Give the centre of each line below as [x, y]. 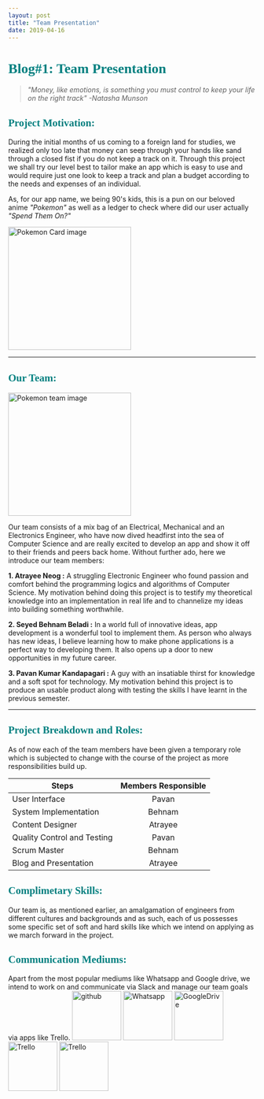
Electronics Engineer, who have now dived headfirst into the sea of [116, 535]
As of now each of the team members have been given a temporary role [125, 749]
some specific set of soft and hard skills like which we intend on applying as [131, 926]
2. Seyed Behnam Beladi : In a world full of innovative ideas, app [113, 624]
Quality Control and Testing [62, 837]
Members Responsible [163, 785]
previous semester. [39, 698]
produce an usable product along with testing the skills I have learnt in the [128, 689]
